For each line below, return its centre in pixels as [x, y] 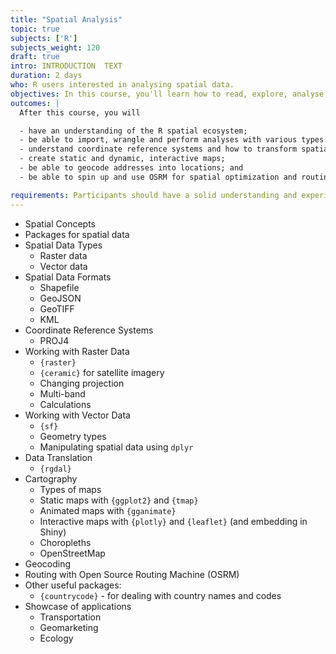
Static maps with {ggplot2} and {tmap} [119, 500]
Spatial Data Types [63, 245]
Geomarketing [69, 627]
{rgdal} [55, 469]
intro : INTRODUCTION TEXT [66, 66]
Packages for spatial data [77, 234]
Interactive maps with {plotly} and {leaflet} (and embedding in [173, 521]
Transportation [70, 617]
